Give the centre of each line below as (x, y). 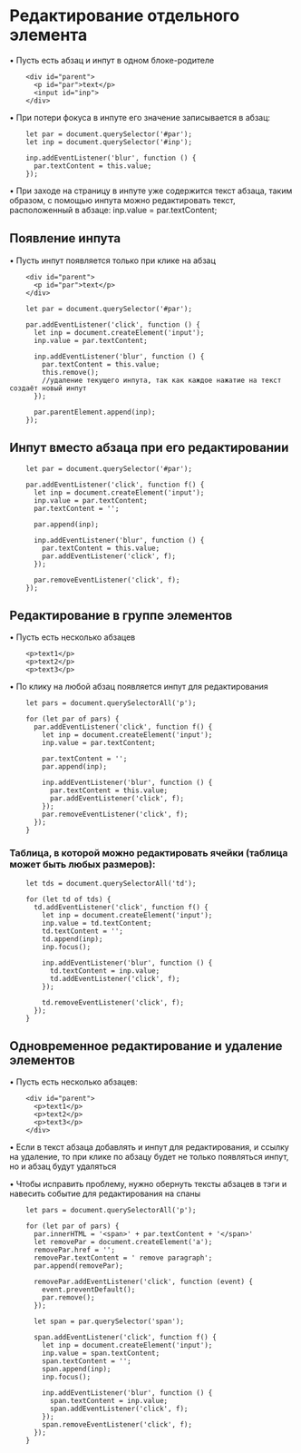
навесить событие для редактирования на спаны (105, 1193)
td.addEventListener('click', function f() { (121, 907)
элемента (49, 35)
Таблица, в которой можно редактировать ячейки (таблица (149, 853)
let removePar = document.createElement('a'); (123, 1242)
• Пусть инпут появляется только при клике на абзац (112, 260)
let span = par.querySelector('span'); (108, 1321)
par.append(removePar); (78, 1266)
